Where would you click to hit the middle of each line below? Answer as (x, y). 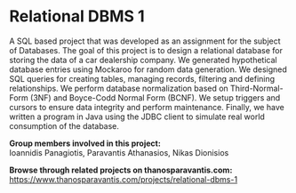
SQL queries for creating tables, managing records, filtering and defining (142, 78)
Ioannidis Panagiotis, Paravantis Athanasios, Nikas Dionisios (119, 152)
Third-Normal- (256, 88)
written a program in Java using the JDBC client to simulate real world (137, 117)
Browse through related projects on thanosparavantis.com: (121, 170)
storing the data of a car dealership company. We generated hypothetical (143, 60)
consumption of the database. (64, 125)
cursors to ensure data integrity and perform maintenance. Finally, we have (147, 107)
